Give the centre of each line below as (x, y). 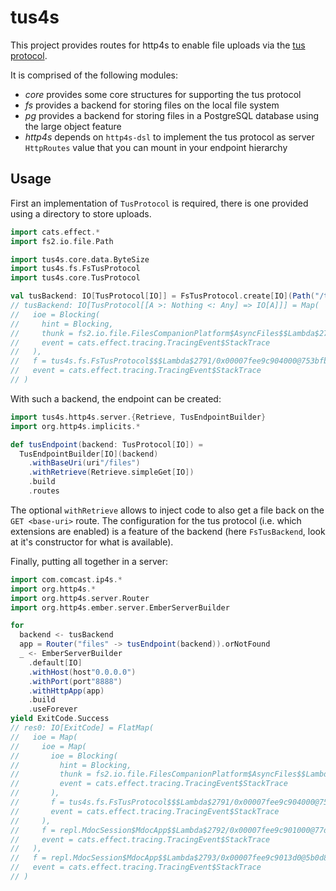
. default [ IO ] (55, 662)
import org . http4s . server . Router (80, 598)
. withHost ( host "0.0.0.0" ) (82, 672)
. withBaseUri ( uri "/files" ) (84, 463)
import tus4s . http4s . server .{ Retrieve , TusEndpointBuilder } (138, 417)
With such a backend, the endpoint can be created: (116, 398)
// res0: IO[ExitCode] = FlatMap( (82, 728)
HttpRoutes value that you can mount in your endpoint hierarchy (156, 147)
